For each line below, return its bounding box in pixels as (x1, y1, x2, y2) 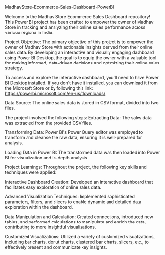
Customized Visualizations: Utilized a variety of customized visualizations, (5, 234, 155, 239)
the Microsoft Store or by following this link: (5, 85, 93, 91)
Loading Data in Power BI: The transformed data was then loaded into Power (5, 150, 160, 155)
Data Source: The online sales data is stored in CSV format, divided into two (5, 100, 159, 105)
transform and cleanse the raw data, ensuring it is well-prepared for (5, 135, 142, 140)
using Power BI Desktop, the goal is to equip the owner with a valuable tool (5, 55, 157, 61)
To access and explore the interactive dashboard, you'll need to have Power (5, 75, 159, 80)
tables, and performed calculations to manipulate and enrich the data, (5, 219, 146, 224)
